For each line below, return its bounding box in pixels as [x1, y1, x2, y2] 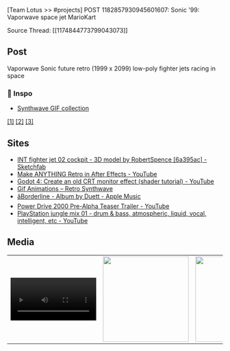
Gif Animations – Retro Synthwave [16, 184, 113, 192]
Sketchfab [16, 162, 47, 170]
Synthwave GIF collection [16, 104, 89, 112]
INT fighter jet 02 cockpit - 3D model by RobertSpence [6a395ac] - [16, 155, 207, 164]
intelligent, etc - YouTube [16, 216, 88, 224]
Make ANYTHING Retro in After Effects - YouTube [16, 170, 157, 178]
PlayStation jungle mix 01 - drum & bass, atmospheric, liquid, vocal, [16, 209, 207, 218]
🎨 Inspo [7, 88, 33, 98]
